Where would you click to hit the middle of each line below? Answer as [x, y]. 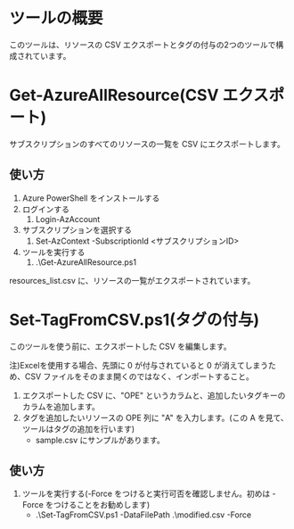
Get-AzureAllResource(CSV [114, 95]
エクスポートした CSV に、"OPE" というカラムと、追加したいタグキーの [154, 395]
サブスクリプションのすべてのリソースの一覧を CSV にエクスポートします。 [147, 144]
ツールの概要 [57, 18]
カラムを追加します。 [61, 406]
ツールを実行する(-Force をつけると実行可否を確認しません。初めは [146, 494]
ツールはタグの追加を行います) [78, 428]
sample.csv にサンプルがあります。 [100, 440]
